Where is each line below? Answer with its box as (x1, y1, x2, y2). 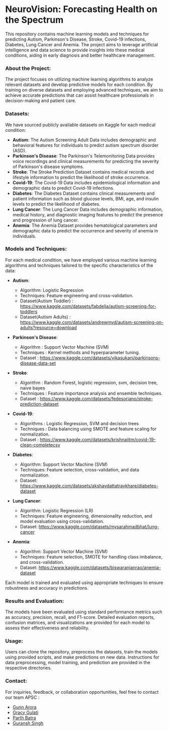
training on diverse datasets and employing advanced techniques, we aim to (5, 87, 163, 93)
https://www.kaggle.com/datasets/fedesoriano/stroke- (40, 395, 153, 401)
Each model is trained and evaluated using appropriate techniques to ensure (5, 580, 163, 586)
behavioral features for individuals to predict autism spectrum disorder (12, 142, 159, 148)
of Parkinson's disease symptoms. (12, 164, 84, 170)
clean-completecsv (20, 442, 60, 448)
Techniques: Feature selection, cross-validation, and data (20, 466, 139, 472)
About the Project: (5, 64, 51, 71)
